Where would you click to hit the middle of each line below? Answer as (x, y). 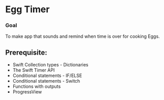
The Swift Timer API (34, 70)
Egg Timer (28, 9)
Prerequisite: (26, 52)
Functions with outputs (37, 86)
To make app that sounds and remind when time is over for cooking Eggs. (83, 36)
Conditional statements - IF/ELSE (47, 76)
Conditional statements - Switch (46, 81)
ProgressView (27, 92)
